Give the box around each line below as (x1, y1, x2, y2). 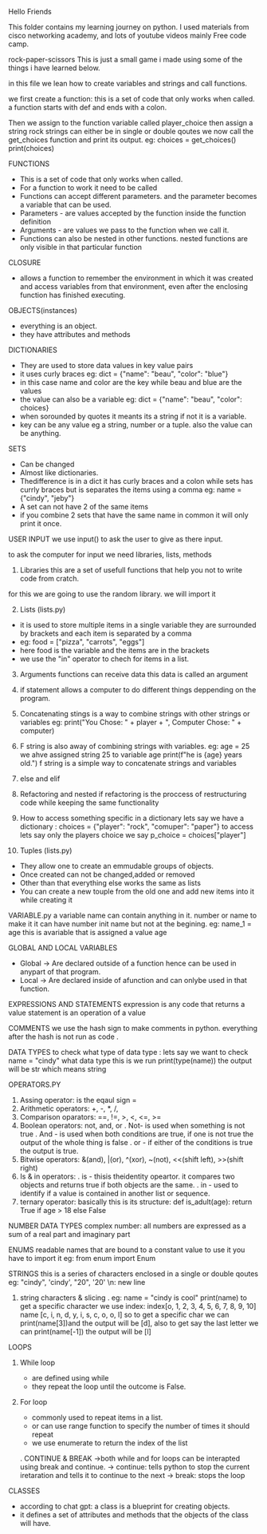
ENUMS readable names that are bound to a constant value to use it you (8, 1245, 245, 1255)
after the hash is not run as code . (8, 1032, 120, 1041)
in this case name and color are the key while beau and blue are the (19, 378, 242, 386)
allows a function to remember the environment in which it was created (19, 273, 253, 283)
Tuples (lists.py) (19, 846, 73, 855)
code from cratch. (19, 574, 80, 583)
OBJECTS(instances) (8, 306, 78, 315)
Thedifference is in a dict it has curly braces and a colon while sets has (19, 477, 253, 486)
